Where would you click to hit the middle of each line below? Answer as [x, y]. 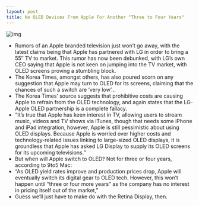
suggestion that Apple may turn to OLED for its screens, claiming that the [104, 83]
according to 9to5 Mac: [43, 165]
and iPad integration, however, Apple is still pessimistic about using [97, 127]
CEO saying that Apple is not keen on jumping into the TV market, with [101, 64]
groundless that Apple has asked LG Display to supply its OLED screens [102, 146]
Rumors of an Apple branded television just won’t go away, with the [97, 46]
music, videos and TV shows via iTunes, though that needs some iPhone [103, 121]
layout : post [22, 12]
